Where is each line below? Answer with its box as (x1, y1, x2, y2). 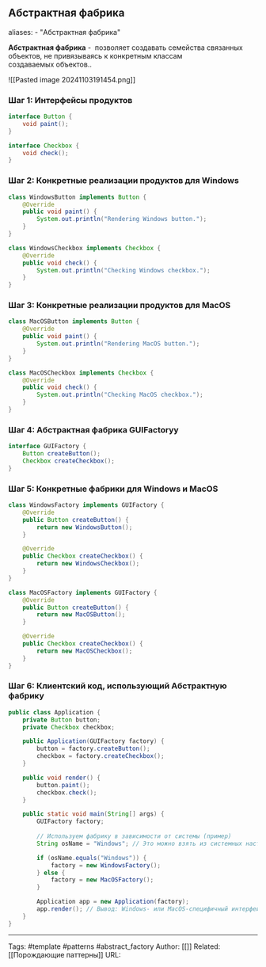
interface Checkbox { (8, 142, 80, 150)
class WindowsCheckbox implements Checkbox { (8, 244, 161, 252)
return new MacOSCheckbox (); (36, 647, 133, 655)
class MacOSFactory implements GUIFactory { (8, 588, 158, 596)
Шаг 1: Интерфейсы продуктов (8, 94, 133, 105)
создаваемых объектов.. (8, 59, 93, 69)
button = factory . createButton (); (36, 744, 150, 753)
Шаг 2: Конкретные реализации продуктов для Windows (8, 175, 239, 186)
